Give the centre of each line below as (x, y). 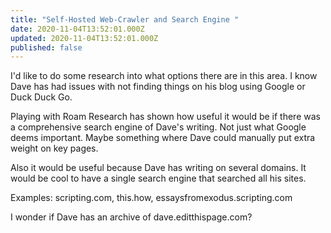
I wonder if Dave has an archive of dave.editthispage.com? (131, 217)
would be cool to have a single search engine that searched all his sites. (158, 178)
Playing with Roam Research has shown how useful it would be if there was (165, 117)
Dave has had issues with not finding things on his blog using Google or (158, 87)
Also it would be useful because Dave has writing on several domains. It (158, 168)
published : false (46, 47)
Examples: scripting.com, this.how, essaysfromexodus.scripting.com (151, 198)
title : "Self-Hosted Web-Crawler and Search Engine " (125, 19)
